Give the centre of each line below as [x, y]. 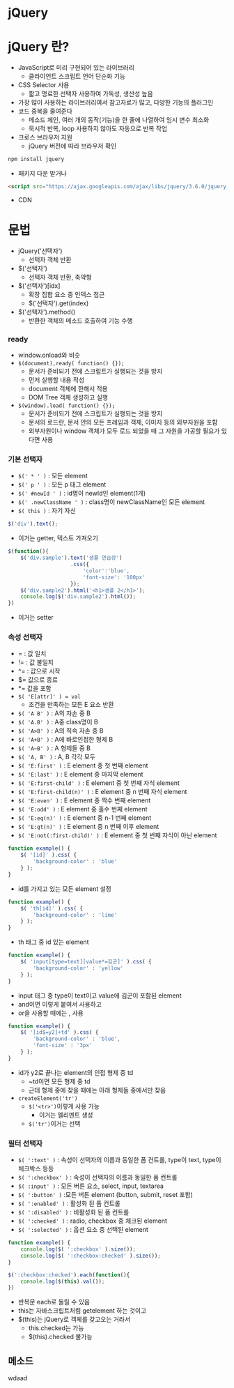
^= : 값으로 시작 [39, 671]
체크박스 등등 [36, 1168]
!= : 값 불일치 [36, 662]
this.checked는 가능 [56, 1328]
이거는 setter [36, 618]
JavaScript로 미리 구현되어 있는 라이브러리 [76, 68]
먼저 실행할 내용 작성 [56, 380]
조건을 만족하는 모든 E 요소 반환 [71, 705]
